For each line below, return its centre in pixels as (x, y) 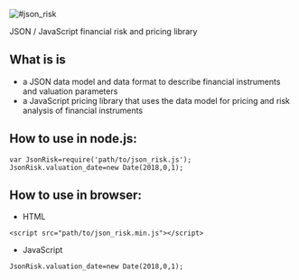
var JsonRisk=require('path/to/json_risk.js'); (101, 159)
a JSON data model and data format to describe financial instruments (151, 81)
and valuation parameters (70, 91)
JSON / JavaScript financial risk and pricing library (103, 31)
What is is (37, 60)
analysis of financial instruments (83, 110)
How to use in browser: (76, 196)
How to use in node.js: (73, 139)
